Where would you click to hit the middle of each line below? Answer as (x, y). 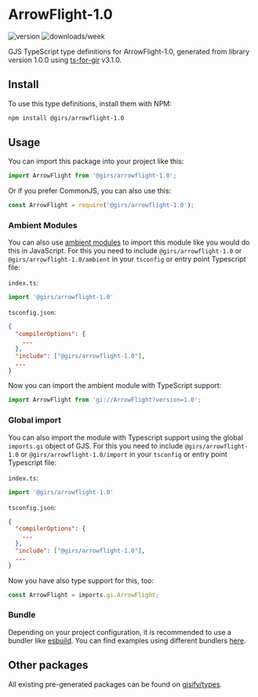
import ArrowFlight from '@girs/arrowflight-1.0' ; (93, 176)
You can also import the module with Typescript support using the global (125, 437)
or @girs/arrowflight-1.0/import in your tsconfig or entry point (124, 454)
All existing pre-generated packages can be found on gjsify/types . (115, 684)
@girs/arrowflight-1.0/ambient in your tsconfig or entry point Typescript (127, 259)
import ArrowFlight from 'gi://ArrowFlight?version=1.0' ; (105, 400)
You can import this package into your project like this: (96, 161)
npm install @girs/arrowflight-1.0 (66, 118)
